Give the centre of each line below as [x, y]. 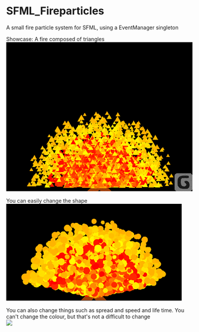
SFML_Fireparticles [55, 11]
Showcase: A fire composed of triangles [55, 39]
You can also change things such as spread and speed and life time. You [95, 310]
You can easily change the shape [47, 200]
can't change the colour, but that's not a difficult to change [78, 317]
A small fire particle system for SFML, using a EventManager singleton [92, 27]
